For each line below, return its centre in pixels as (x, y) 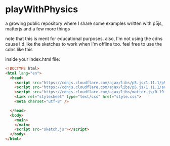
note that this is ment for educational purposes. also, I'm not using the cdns (84, 39)
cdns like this (19, 49)
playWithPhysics (42, 9)
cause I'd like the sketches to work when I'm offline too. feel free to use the (84, 44)
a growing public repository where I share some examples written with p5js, (84, 23)
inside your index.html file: (33, 59)
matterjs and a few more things (38, 28)
